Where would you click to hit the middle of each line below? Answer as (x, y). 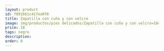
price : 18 (15, 28)
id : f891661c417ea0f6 (27, 14)
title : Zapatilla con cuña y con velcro (47, 18)
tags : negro (17, 32)
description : (18, 37)
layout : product (21, 9)
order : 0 (14, 41)
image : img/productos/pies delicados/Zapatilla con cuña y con (71, 23)
